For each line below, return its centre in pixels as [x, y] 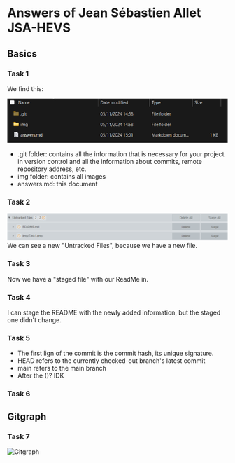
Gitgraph [27, 416]
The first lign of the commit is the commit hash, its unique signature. [115, 353]
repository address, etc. [52, 169]
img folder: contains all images [62, 177]
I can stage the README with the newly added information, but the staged [114, 312]
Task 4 [19, 297]
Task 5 [19, 338]
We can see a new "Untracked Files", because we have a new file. [102, 246]
